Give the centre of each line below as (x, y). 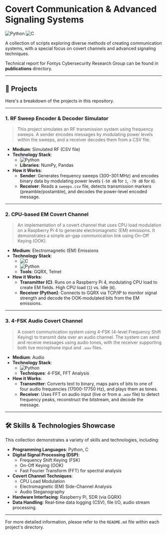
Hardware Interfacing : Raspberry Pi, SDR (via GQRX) (67, 497)
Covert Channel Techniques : (42, 476)
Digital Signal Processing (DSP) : (46, 455)
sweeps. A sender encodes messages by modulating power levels (85, 135)
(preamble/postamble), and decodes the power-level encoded (83, 192)
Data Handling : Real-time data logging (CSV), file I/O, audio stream (81, 502)
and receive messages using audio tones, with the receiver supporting (89, 342)
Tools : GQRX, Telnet (41, 272)
